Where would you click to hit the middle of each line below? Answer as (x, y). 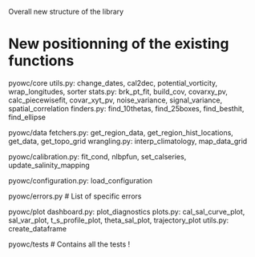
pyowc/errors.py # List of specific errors (75, 196)
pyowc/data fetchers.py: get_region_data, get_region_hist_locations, (121, 132)
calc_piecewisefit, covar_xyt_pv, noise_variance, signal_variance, (115, 100)
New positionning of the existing (119, 44)
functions (41, 61)
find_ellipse (27, 117)
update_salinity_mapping (49, 165)
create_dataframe (37, 228)
